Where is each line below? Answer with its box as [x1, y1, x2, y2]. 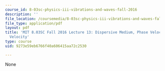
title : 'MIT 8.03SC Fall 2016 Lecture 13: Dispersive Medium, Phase [5, 30, 148, 35]
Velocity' [9, 35, 29, 40]
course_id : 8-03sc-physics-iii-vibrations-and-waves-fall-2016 [5, 7, 137, 12]
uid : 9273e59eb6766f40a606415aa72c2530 [5, 44, 87, 48]
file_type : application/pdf [5, 21, 63, 26]
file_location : [5, 16, 36, 21]
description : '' [5, 12, 38, 17]
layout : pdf [5, 25, 29, 30]
